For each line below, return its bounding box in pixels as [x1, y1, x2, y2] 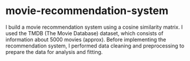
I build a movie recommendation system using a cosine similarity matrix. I [5, 23, 183, 30]
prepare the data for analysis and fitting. [5, 48, 103, 55]
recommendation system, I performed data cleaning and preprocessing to [5, 42, 185, 49]
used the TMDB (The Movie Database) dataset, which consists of [5, 29, 164, 36]
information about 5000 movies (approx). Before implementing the [5, 36, 166, 43]
